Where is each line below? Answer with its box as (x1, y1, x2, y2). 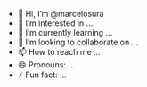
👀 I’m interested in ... (17, 18, 94, 28)
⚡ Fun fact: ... (17, 69, 67, 80)
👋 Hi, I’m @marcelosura (17, 9, 104, 19)
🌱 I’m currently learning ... (17, 28, 113, 37)
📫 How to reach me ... (17, 47, 101, 57)
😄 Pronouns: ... (17, 59, 76, 70)
